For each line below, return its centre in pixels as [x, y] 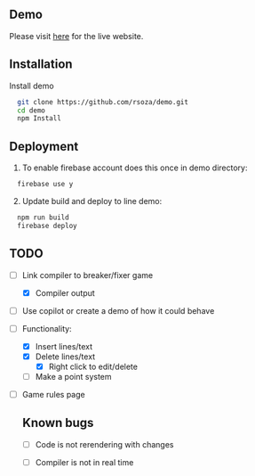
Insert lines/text [64, 346]
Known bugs [58, 423]
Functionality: [47, 328]
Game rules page [54, 394]
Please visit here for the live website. [76, 36]
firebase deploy [47, 226]
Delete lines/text [65, 357]
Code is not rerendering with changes [104, 444]
